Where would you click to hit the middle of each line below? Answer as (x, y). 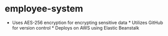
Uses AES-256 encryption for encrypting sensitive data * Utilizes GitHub (87, 22)
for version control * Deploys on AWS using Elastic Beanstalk (76, 27)
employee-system (44, 9)
